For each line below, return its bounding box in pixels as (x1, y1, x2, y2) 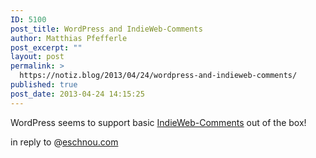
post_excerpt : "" (10, 42, 83, 53)
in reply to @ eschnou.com (10, 136, 119, 148)
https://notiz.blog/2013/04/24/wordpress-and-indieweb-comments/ (19, 71, 298, 81)
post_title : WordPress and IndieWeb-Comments (10, 24, 203, 34)
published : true (10, 80, 78, 90)
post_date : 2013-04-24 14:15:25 (10, 89, 145, 99)
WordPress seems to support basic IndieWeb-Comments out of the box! (10, 116, 307, 128)
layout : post (10, 52, 65, 62)
